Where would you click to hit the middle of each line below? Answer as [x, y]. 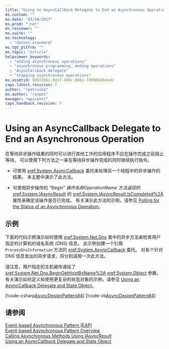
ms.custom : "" [20, 15]
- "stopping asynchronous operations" [51, 76]
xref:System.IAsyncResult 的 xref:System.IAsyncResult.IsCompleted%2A [88, 194]
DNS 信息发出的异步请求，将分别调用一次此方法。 [57, 256]
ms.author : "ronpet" [27, 94]
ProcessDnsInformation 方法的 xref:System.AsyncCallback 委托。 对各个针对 [84, 249]
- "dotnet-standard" [31, 43]
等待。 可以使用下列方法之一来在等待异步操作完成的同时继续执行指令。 [78, 160]
